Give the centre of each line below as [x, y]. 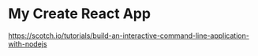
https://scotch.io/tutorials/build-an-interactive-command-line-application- [129, 35]
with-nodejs [28, 43]
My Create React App [80, 14]
